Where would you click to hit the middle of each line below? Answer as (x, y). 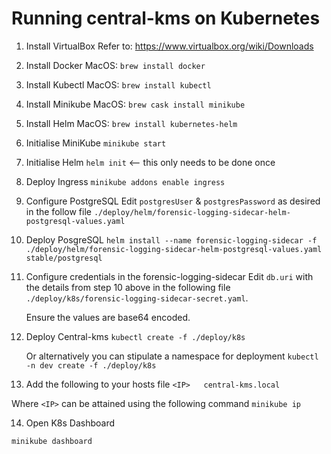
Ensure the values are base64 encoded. (108, 317)
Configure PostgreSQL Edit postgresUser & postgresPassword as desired (173, 201)
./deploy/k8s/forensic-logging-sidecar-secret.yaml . (137, 298)
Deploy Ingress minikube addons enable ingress (125, 181)
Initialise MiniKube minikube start (96, 143)
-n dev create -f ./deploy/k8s (91, 365)
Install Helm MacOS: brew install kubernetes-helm (131, 123)
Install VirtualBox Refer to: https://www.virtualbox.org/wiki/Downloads (169, 46)
